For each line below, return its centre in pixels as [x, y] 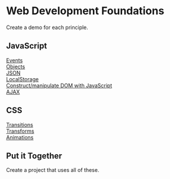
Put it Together [34, 156]
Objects [16, 66]
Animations [20, 137]
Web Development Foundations [85, 11]
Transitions [20, 124]
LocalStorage [23, 79]
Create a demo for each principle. [47, 27]
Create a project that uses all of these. [53, 170]
